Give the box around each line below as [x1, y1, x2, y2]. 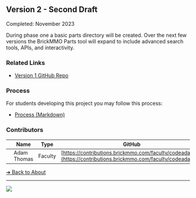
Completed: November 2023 [6, 20, 75, 27]
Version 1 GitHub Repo [14, 72, 69, 79]
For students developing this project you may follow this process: [6, 100, 163, 107]
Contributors [6, 126, 44, 134]
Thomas [13, 155, 34, 163]
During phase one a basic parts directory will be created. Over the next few [6, 32, 187, 39]
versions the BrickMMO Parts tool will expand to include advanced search [6, 37, 184, 45]
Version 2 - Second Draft [6, 5, 98, 15]
